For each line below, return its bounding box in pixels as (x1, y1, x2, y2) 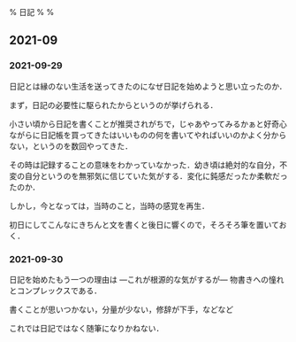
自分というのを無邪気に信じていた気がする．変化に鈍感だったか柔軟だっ (24, 170, 288, 181)
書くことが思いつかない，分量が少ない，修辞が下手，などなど (9, 304, 234, 315)
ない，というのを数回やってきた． (9, 140, 133, 152)
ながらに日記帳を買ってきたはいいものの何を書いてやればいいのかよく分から (9, 129, 287, 140)
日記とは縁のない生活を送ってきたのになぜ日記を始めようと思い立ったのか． (9, 81, 287, 91)
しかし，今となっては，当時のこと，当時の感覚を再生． (9, 200, 210, 211)
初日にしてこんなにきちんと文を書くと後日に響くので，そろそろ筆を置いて (9, 219, 280, 229)
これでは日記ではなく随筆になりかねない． (9, 323, 164, 333)
